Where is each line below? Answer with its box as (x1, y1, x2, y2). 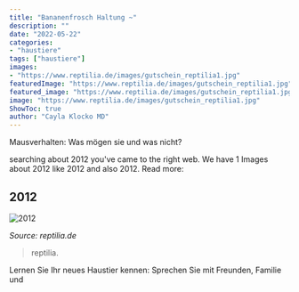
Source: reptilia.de (9, 230, 77, 240)
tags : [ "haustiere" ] (9, 54, 86, 63)
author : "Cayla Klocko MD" (9, 112, 109, 121)
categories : (9, 37, 53, 47)
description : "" (9, 21, 69, 30)
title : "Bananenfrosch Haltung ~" (9, 12, 138, 22)
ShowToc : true (9, 104, 62, 113)
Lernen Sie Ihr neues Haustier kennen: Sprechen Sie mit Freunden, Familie (9, 264, 282, 275)
